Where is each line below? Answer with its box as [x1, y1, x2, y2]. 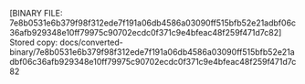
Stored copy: [9, 37, 58, 47]
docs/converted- [59, 37, 123, 47]
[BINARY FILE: [9, 8, 63, 18]
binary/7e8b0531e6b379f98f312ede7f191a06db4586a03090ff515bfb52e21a [9, 47, 295, 58]
